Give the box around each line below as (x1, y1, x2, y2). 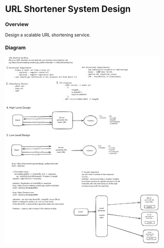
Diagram (5, 44, 26, 51)
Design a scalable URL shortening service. (5, 32, 91, 38)
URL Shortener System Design (5, 3, 131, 15)
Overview (5, 21, 29, 28)
